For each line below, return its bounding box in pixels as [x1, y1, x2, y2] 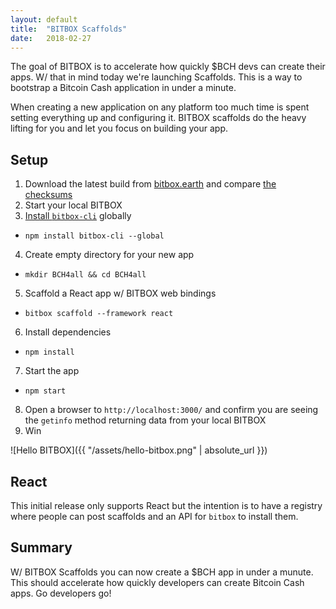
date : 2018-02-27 [10, 33, 92, 43]
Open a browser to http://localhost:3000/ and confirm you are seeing [24, 404, 319, 416]
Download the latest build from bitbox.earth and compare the [24, 178, 277, 190]
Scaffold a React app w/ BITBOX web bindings [24, 287, 217, 300]
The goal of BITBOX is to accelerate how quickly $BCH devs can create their [10, 61, 326, 73]
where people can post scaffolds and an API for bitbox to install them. [10, 511, 299, 522]
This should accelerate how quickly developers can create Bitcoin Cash [10, 576, 305, 588]
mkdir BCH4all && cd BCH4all [24, 270, 147, 280]
